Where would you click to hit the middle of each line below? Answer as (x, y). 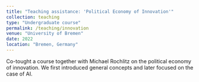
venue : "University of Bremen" (45, 34)
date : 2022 (20, 39)
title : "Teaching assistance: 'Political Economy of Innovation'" (90, 12)
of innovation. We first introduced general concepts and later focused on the (100, 67)
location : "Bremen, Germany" (42, 45)
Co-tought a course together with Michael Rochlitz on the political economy (99, 61)
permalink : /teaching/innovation (48, 28)
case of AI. (19, 74)
